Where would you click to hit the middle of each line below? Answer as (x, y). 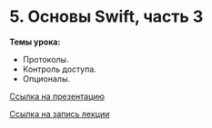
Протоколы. (45, 59)
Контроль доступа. (60, 69)
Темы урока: (35, 42)
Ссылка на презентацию (57, 96)
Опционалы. (46, 78)
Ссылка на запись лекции (60, 113)
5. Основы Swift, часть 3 (106, 17)
